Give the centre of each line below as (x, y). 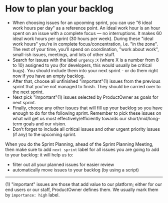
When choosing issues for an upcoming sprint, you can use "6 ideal (82, 23)
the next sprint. (28, 92)
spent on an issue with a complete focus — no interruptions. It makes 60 (87, 33)
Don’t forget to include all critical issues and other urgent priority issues (86, 129)
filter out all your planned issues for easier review (63, 164)
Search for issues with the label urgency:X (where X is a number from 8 (85, 60)
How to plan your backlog (59, 9)
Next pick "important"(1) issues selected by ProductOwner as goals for (85, 97)
